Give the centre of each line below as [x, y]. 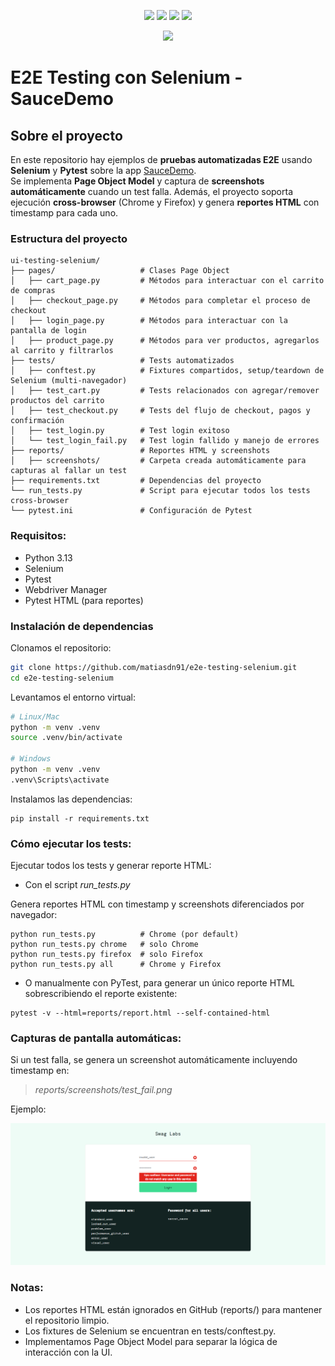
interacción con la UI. [68, 1352]
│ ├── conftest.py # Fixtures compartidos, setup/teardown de [167, 371]
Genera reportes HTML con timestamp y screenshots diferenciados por [157, 904]
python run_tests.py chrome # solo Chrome [104, 945]
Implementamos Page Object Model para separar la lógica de [151, 1341]
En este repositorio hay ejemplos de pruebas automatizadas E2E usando [161, 159]
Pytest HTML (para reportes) [84, 600]
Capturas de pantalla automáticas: [96, 1038]
